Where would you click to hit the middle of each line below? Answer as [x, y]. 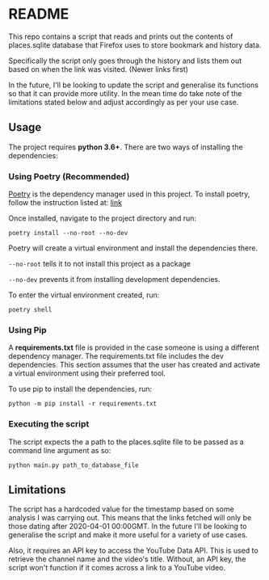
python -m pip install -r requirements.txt [83, 404]
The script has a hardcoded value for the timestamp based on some [121, 509]
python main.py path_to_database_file [74, 465]
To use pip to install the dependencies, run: [80, 389]
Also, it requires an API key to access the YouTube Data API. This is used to [133, 551]
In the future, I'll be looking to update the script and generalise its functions [133, 85]
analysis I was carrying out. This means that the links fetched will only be [130, 518]
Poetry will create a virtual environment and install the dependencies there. [133, 248]
